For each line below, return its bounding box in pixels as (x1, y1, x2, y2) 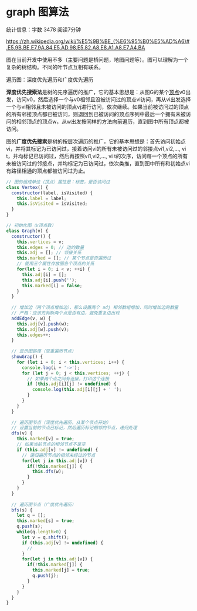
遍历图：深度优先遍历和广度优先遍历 (6, 76, 94, 83)
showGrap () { (11, 354, 43, 360)
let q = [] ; (16, 513, 46, 519)
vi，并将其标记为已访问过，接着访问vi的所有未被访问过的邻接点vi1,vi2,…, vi (6, 145, 186, 152)
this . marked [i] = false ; (21, 283, 83, 288)
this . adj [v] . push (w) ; (16, 321, 69, 327)
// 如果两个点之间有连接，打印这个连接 (27, 376, 110, 381)
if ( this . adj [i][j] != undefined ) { (27, 381, 117, 387)
